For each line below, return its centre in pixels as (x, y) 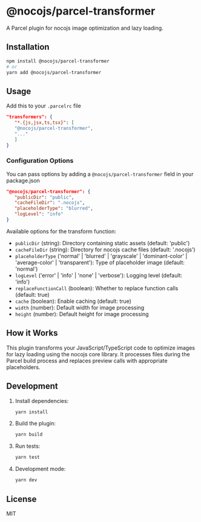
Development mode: (40, 469)
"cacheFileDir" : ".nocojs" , (50, 203)
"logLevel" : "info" (39, 214)
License (21, 499)
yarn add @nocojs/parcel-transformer (54, 72)
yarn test (28, 457)
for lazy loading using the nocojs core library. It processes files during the (98, 354)
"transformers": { (29, 117)
